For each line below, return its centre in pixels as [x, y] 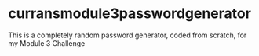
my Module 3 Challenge [47, 43]
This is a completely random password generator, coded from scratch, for [128, 35]
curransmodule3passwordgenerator [129, 14]
